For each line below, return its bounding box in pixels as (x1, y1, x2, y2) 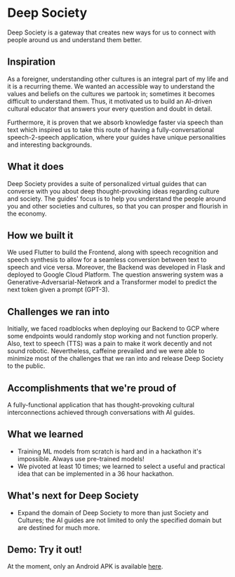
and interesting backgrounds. (7, 140, 93, 149)
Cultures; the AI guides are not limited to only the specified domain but (17, 516, 222, 524)
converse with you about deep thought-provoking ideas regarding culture (7, 187, 220, 195)
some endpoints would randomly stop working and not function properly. (7, 332, 219, 340)
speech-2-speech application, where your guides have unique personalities (7, 133, 226, 141)
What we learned (7, 428, 83, 440)
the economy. (7, 209, 47, 218)
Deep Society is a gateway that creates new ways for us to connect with (7, 28, 216, 37)
